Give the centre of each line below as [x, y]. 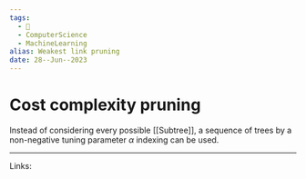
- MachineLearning [53, 43]
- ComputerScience [53, 35]
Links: [20, 165]
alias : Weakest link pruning [65, 52]
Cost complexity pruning [105, 105]
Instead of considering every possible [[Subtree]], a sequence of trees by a [151, 130]
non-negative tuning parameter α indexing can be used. [114, 139]
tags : [20, 18]
